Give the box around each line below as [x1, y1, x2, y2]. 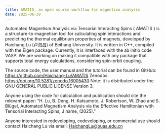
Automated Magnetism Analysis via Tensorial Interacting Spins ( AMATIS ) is [5, 25, 160, 31]
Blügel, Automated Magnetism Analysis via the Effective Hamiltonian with [5, 103, 154, 109]
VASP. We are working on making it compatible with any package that [5, 52, 147, 58]
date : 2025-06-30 [5, 12, 41, 17]
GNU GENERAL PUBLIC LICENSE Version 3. [5, 83, 94, 89]
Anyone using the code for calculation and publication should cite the [5, 92, 147, 99]
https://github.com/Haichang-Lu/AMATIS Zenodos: [5, 72, 109, 78]
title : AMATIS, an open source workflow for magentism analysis [5, 7, 140, 12]
